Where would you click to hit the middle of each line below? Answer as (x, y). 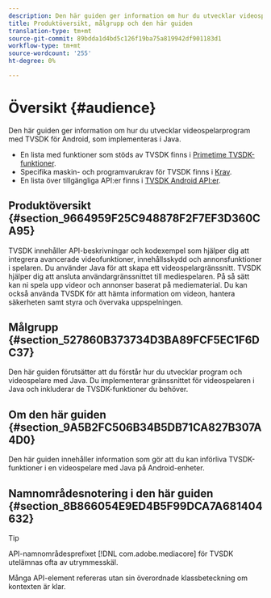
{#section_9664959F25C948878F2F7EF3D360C (134, 219)
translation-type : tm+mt (50, 31)
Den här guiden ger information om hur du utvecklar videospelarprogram (129, 130)
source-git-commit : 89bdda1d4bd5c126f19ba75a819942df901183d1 (115, 38)
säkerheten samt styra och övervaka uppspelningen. (96, 302)
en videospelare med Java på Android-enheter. (126, 468)
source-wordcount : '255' (50, 53)
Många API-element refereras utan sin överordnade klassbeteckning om (128, 578)
